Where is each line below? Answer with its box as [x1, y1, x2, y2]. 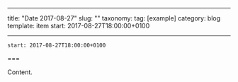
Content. [7, 68, 33, 76]
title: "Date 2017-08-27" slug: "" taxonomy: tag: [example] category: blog [7, 14, 221, 22]
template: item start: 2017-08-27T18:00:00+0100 [7, 22, 150, 30]
